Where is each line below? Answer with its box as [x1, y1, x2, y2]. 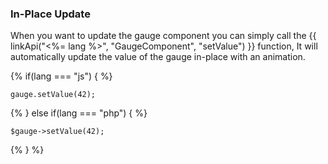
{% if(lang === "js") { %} [10, 70, 113, 82]
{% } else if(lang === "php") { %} [10, 107, 148, 119]
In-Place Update [10, 7, 91, 21]
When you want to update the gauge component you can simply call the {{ [10, 30, 317, 42]
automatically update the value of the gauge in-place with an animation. [10, 51, 306, 63]
